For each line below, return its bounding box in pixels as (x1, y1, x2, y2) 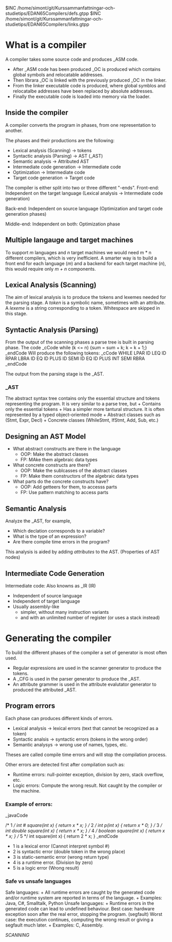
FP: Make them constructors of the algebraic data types (20, 473, 139, 479)
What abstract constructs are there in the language (12, 446, 121, 452)
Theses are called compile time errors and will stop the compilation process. (5, 751, 167, 758)
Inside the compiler (5, 108, 68, 117)
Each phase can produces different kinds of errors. (5, 715, 113, 721)
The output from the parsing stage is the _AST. (5, 371, 104, 377)
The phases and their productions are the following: (5, 137, 114, 143)
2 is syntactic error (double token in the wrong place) (12, 848, 126, 855)
